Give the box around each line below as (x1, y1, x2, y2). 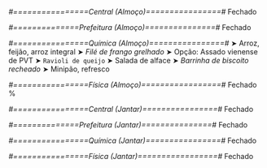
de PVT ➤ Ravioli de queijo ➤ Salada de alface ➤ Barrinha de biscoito (8, 56, 249, 65)
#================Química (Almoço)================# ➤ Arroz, (8, 38, 260, 48)
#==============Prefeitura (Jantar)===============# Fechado (8, 120, 248, 129)
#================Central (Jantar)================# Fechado (8, 105, 254, 114)
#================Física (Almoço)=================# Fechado (8, 80, 257, 89)
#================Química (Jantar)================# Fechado (8, 136, 257, 145)
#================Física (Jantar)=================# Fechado (8, 152, 254, 161)
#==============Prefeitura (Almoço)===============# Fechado (8, 23, 252, 32)
